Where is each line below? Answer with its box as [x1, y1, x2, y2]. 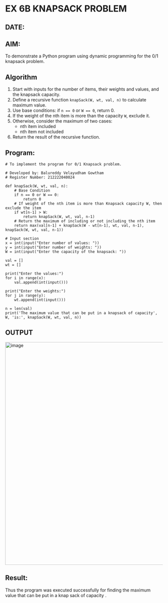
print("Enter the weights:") [5, 288, 66, 294]
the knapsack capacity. [12, 91, 61, 97]
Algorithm [5, 73, 37, 81]
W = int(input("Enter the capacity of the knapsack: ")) [5, 249, 126, 254]
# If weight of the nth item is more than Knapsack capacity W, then [14, 201, 162, 206]
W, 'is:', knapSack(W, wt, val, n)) [5, 315, 81, 320]
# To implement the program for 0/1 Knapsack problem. [5, 162, 122, 167]
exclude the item [5, 205, 41, 210]
